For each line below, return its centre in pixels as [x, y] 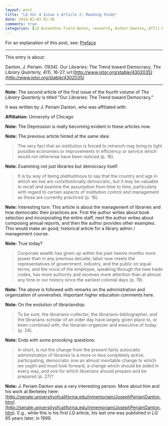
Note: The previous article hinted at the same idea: [57, 136]
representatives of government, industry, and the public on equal [84, 264]
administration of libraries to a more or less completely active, [81, 355]
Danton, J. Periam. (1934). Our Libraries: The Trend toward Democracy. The [83, 67]
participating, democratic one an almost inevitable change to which [87, 361]
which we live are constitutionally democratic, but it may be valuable [88, 182]
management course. [27, 234]
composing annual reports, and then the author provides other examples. [80, 223]
